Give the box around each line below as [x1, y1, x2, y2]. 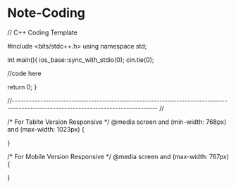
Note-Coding [7, 5, 86, 21]
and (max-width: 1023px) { [7, 125, 85, 133]
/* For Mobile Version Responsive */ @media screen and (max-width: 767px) [7, 152, 230, 161]
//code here [7, 69, 42, 77]
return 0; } [7, 82, 37, 91]
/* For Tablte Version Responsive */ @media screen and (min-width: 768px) [7, 118, 227, 126]
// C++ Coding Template [7, 28, 77, 37]
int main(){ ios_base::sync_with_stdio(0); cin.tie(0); [7, 55, 154, 64]
